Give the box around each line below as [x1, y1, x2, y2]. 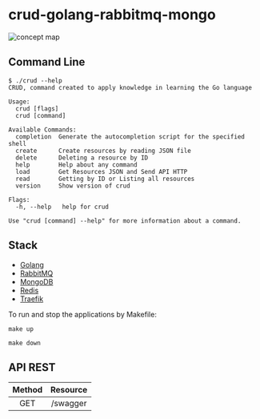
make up [8, 324, 34, 333]
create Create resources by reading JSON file [15, 147, 192, 155]
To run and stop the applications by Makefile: [8, 309, 158, 319]
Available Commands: [8, 126, 78, 134]
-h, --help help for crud [15, 203, 110, 211]
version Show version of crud [15, 182, 130, 190]
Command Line [8, 55, 86, 69]
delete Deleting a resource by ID [15, 154, 149, 162]
